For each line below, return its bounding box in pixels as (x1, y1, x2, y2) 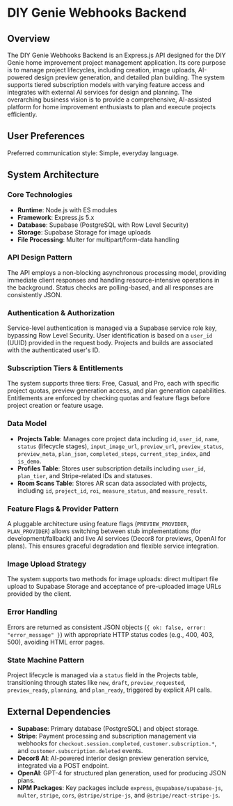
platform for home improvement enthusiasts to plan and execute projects (7, 103, 216, 111)
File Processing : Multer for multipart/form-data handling (17, 235, 179, 244)
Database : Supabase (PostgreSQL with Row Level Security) (17, 221, 189, 229)
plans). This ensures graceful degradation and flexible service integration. (7, 542, 219, 550)
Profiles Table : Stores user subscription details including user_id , (17, 464, 206, 473)
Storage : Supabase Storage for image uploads (17, 228, 152, 236)
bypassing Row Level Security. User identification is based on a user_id (7, 331, 213, 340)
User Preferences (7, 130, 85, 142)
